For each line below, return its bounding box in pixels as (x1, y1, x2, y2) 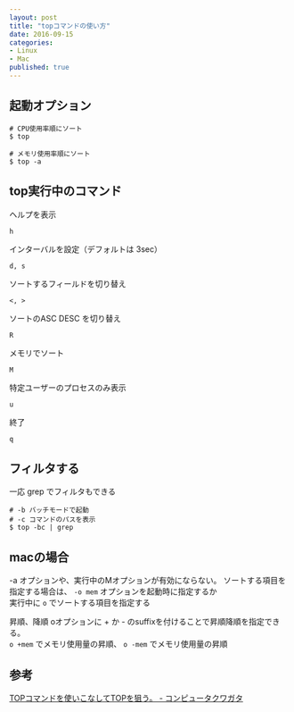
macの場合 (9, 549, 69, 565)
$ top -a (9, 157, 42, 166)
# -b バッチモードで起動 (9, 506, 89, 515)
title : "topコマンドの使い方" (9, 21, 111, 30)
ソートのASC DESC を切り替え (9, 313, 122, 323)
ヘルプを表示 (9, 209, 56, 220)
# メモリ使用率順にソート (9, 149, 91, 158)
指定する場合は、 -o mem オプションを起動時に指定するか (9, 586, 217, 597)
